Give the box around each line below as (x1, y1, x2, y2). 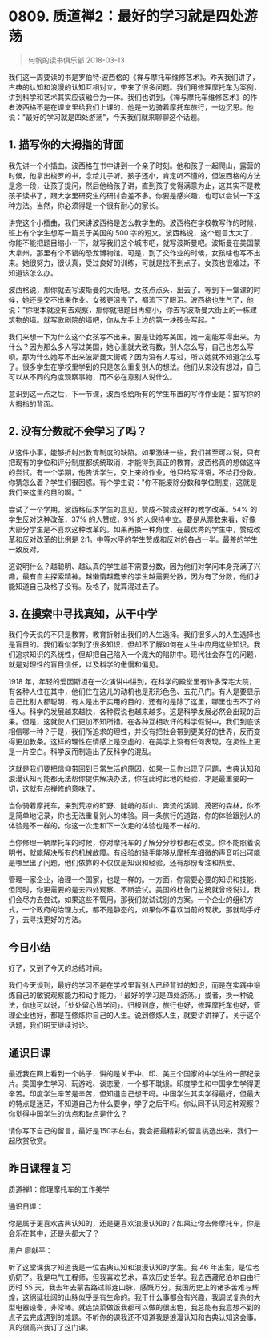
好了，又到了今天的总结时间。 (8, 964, 106, 973)
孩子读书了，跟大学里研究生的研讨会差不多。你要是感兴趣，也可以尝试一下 (8, 190, 254, 200)
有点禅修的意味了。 (35, 784, 100, 793)
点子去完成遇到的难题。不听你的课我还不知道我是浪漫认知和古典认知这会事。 (8, 1312, 261, 1321)
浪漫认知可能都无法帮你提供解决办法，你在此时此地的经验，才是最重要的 (8, 774, 247, 784)
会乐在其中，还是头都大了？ (8, 1228, 100, 1237)
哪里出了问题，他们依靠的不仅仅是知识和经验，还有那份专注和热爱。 (14, 858, 240, 868)
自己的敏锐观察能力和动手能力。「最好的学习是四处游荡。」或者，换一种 (14, 990, 247, 1000)
